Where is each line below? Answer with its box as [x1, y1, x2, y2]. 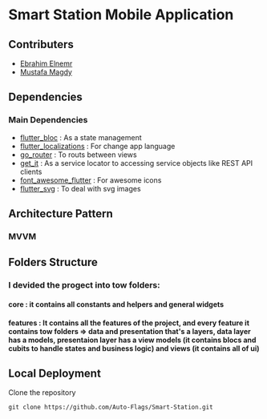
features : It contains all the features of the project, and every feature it [8, 318, 250, 328]
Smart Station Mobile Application [8, 6, 234, 24]
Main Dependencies [8, 115, 88, 126]
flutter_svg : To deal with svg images [19, 183, 142, 193]
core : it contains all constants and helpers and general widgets [8, 299, 225, 309]
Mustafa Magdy [19, 67, 72, 77]
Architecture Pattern [8, 207, 114, 221]
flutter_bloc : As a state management [19, 132, 142, 142]
